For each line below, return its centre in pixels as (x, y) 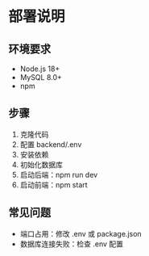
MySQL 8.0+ (41, 77)
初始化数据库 (41, 164)
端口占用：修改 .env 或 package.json (81, 233)
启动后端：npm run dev (59, 174)
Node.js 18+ (40, 69)
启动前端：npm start (54, 185)
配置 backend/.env (51, 144)
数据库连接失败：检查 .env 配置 (71, 244)
